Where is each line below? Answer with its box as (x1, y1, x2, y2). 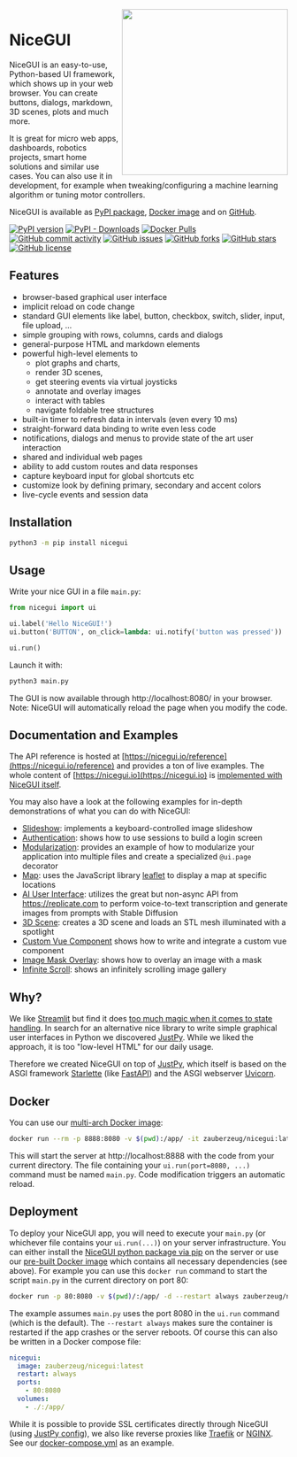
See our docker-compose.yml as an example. (9, 1438, 175, 1448)
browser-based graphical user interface (21, 291, 168, 302)
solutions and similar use (9, 161, 100, 172)
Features (9, 268, 59, 283)
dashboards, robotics (9, 142, 87, 153)
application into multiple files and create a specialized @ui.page (21, 852, 252, 862)
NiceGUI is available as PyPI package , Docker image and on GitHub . (9, 206, 257, 217)
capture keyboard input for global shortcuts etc (21, 470, 194, 481)
